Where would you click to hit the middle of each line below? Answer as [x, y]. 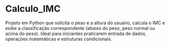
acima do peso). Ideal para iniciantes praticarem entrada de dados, [76, 33]
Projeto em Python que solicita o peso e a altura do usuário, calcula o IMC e [85, 23]
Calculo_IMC [33, 9]
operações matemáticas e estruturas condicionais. [59, 39]
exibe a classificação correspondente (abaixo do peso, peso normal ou [80, 28]
